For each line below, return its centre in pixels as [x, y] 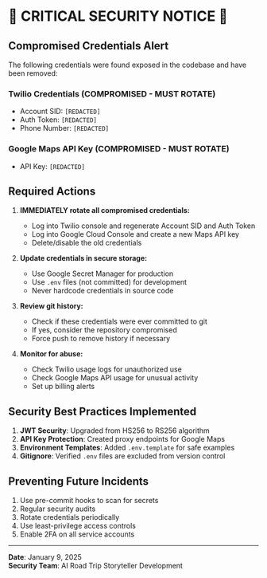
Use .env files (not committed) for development [109, 282]
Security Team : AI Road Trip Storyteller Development [95, 566]
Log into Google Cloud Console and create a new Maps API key [135, 234]
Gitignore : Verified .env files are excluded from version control [122, 456]
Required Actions [52, 191]
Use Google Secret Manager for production [103, 273]
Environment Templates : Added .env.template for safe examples [127, 448]
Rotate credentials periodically [70, 517]
